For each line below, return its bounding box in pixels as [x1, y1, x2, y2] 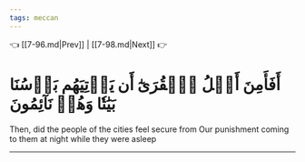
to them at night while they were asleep [9, 133, 157, 144]
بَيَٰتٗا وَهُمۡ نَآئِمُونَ [9, 93, 116, 114]
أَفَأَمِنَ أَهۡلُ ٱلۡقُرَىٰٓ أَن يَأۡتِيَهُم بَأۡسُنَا [9, 74, 281, 95]
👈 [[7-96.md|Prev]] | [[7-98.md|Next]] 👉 [9, 38, 168, 50]
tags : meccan [9, 13, 59, 23]
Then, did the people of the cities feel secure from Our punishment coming [9, 124, 290, 135]
